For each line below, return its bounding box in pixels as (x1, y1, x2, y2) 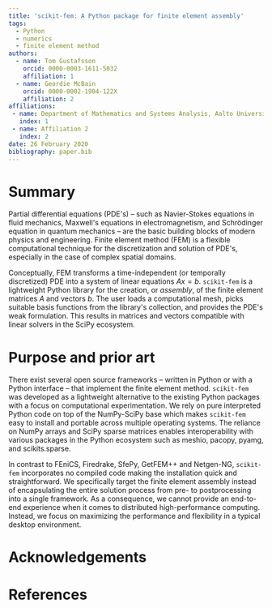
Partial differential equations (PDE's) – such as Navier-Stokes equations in (8, 209, 255, 219)
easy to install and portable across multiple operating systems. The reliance (8, 418, 261, 428)
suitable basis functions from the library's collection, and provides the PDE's (8, 302, 263, 312)
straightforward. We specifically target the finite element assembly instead (8, 477, 257, 486)
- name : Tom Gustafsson (15, 58, 96, 66)
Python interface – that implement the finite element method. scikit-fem (8, 383, 249, 393)
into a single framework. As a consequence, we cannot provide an (8, 494, 229, 503)
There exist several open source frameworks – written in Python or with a (8, 375, 253, 385)
